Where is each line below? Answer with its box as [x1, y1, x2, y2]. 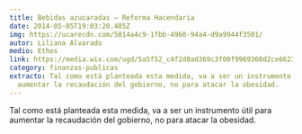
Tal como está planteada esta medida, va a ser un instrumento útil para [9, 104, 272, 115]
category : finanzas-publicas [9, 64, 119, 73]
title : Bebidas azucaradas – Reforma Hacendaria [9, 13, 195, 22]
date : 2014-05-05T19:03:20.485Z [9, 22, 130, 31]
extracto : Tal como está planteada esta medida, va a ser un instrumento [9, 72, 292, 81]
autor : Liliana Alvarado [9, 38, 102, 48]
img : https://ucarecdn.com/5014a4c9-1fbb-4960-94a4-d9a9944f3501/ [9, 30, 263, 39]
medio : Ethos [9, 47, 58, 56]
